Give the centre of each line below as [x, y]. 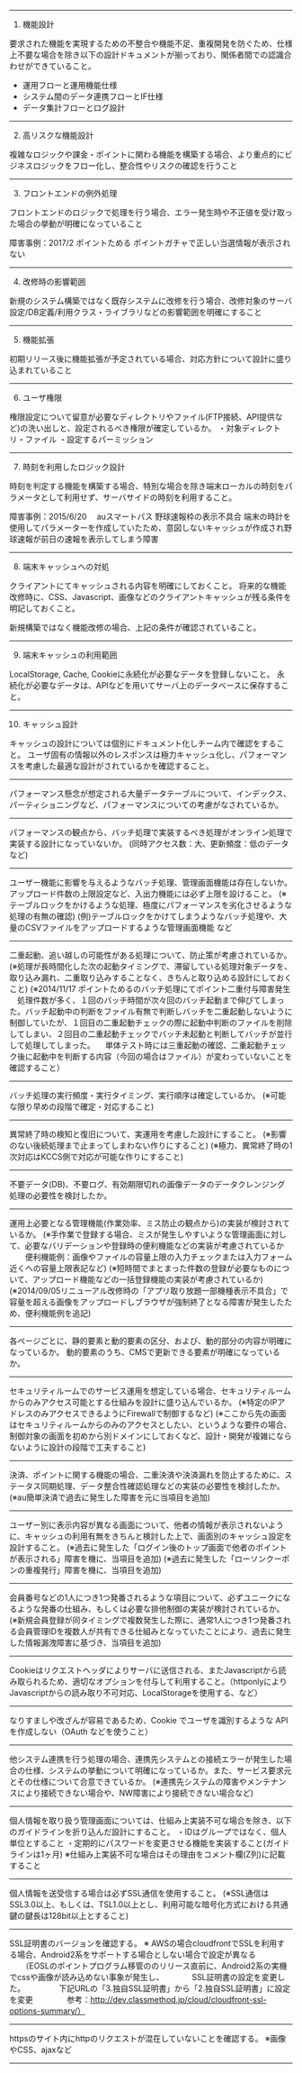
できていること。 [64, 66]
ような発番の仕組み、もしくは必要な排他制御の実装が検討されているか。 [151, 1609]
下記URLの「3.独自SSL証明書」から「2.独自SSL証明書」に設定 [174, 1988]
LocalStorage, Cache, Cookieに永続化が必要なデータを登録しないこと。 [142, 674]
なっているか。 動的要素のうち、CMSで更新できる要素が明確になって [137, 1352]
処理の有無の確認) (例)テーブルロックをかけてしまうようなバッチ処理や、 [144, 916]
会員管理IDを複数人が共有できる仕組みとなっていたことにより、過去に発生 [154, 1631]
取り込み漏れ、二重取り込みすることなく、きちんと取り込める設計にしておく [151, 977]
